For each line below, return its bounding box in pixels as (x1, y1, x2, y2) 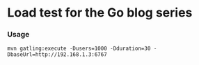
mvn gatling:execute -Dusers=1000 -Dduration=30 (7, 45, 151, 53)
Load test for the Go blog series (7, 5, 193, 21)
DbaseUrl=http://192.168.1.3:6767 (7, 51, 108, 58)
